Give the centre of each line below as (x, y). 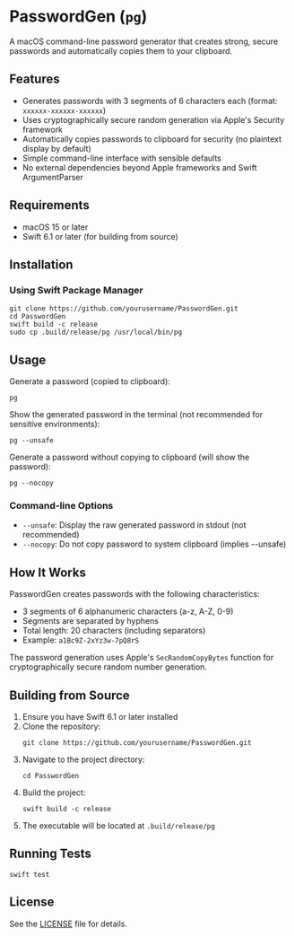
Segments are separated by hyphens (91, 621)
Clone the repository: (61, 726)
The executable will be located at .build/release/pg (118, 825)
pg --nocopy (31, 483)
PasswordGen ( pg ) (78, 17)
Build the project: (54, 793)
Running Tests (50, 854)
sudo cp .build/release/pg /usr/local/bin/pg (95, 333)
